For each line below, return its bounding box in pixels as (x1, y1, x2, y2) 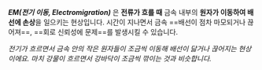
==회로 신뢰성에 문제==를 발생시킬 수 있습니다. (34, 28, 179, 36)
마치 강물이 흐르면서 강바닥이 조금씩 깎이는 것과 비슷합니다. (31, 54, 212, 63)
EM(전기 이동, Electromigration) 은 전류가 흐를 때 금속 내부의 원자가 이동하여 (8, 8, 246, 17)
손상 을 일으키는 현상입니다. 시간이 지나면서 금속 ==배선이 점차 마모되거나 (22, 17, 246, 27)
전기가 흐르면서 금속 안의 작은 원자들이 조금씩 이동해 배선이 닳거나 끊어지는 (8, 44, 238, 53)
